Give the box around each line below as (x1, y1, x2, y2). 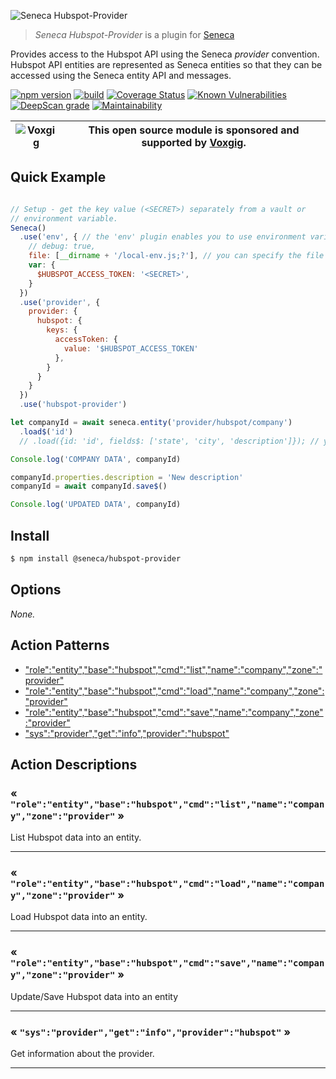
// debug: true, (28, 241, 97, 252)
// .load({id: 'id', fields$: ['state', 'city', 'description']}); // (19, 436, 320, 446)
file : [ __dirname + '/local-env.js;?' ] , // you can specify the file (28, 251, 325, 261)
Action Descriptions (10, 756, 138, 773)
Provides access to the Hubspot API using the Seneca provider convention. (10, 48, 320, 60)
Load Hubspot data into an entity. (10, 911, 148, 923)
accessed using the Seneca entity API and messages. (10, 70, 232, 81)
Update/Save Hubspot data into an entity (10, 990, 179, 1002)
